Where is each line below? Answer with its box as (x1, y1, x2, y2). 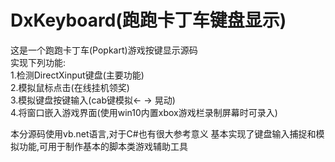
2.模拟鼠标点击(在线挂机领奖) (10, 81, 130, 93)
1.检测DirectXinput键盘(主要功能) (10, 69, 145, 81)
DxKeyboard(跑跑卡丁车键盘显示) (10, 9, 287, 32)
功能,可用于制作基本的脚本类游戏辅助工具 (18, 140, 189, 152)
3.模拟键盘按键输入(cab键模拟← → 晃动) (10, 94, 176, 106)
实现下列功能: (10, 56, 67, 68)
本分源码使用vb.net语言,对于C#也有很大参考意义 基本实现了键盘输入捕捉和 (10, 127, 317, 140)
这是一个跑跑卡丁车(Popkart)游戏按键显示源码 (10, 44, 198, 56)
